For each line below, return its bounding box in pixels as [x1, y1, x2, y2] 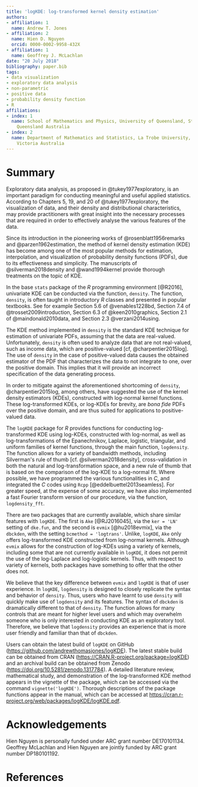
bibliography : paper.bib [6, 63, 67, 70]
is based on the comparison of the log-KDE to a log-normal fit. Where [6, 468, 175, 475]
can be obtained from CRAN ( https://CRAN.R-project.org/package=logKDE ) [6, 653, 190, 660]
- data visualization [6, 74, 60, 80]
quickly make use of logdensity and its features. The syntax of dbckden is [6, 597, 184, 605]
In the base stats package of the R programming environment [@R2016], [6, 283, 184, 290]
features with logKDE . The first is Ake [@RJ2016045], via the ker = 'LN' [6, 517, 179, 524]
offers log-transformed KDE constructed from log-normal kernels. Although [6, 536, 190, 543]
